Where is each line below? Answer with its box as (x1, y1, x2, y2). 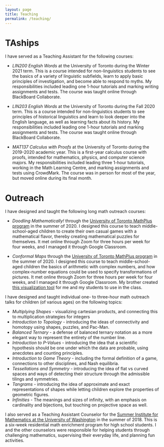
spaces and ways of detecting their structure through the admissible (12, 371, 150, 377)
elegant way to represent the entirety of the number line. (12, 335, 126, 341)
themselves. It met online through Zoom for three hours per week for (12, 239, 150, 245)
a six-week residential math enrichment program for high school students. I (5, 422, 156, 428)
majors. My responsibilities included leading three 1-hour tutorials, (12, 160, 145, 166)
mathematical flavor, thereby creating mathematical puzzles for (12, 234, 140, 239)
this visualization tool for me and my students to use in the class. (12, 284, 143, 291)
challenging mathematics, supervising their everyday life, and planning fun (5, 432, 155, 438)
